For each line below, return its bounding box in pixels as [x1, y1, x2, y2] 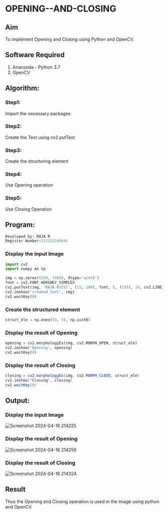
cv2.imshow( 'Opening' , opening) [5, 346, 72, 351]
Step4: [5, 171, 22, 178]
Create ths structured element [5, 306, 80, 313]
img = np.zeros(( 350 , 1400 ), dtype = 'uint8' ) [5, 275, 99, 281]
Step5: [5, 195, 22, 202]
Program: [5, 221, 35, 229]
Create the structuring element [5, 158, 68, 164]
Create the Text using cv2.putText [5, 134, 75, 140]
